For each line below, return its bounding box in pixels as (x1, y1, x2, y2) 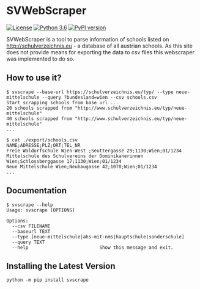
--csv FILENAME (12, 223, 51, 229)
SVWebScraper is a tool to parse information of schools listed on (6, 35, 169, 43)
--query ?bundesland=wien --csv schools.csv (42, 94, 157, 101)
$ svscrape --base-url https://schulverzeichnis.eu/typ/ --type (6, 89, 174, 95)
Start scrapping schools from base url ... (6, 99, 119, 105)
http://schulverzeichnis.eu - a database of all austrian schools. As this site (6, 42, 193, 49)
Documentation (6, 185, 67, 196)
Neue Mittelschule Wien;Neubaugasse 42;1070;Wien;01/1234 (6, 163, 157, 169)
